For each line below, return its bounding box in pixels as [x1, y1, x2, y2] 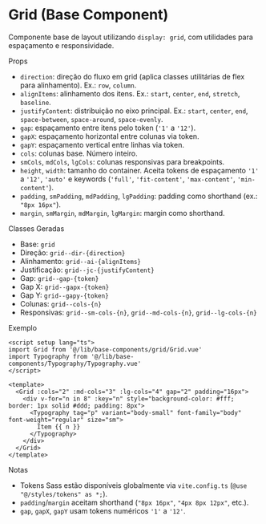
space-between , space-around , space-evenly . [19, 114, 163, 124]
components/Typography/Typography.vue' [8, 359, 142, 368]
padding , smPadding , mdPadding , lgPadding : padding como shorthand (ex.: [19, 191, 258, 201]
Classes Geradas [8, 223, 65, 234]
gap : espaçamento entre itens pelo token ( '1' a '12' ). [19, 123, 196, 132]
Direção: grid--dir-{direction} [19, 247, 126, 258]
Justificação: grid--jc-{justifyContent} [19, 265, 155, 274]
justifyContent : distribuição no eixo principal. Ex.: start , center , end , [19, 106, 248, 116]
